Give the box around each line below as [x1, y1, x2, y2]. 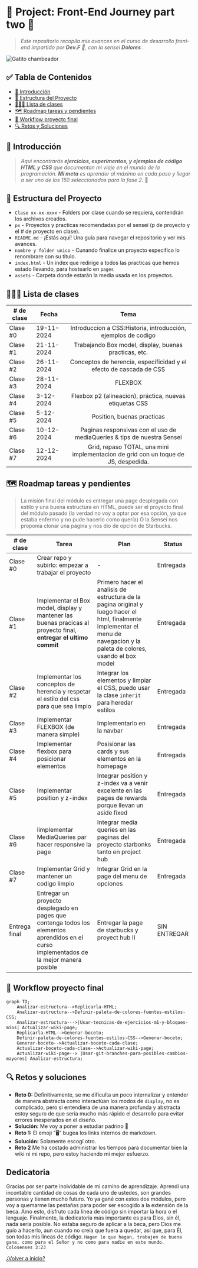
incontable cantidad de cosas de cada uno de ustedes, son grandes [6, 1189, 171, 1196]
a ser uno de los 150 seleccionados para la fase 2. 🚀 [20, 176, 148, 183]
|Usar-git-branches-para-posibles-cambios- [80, 1050, 189, 1056]
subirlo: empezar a [37, 561, 88, 569]
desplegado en [37, 904, 78, 912]
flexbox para [37, 747, 72, 755]
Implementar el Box [37, 596, 91, 605]
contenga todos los [37, 919, 90, 927]
